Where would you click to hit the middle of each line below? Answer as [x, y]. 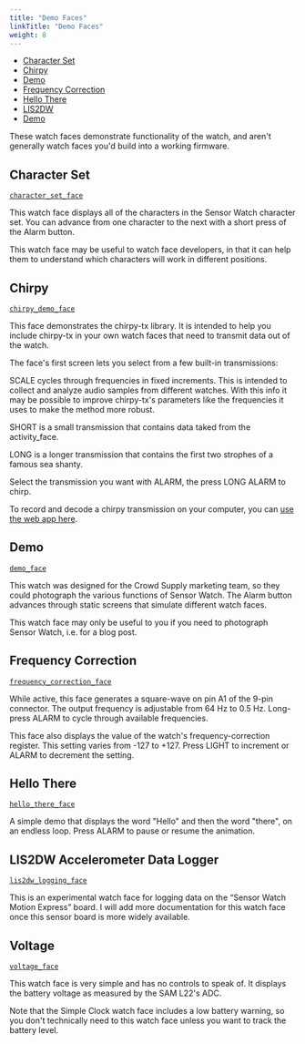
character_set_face [46, 196]
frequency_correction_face [61, 681]
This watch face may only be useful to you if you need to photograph [139, 622]
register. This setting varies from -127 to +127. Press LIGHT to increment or [149, 745]
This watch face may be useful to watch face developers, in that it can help [150, 250]
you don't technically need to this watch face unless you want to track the [148, 1020]
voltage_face [34, 967]
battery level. [34, 1030]
